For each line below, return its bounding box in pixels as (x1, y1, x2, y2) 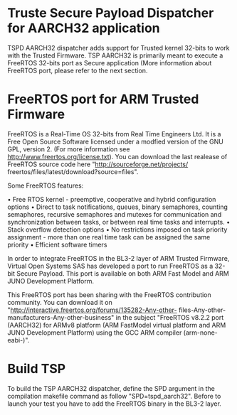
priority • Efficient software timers (7, 240, 107, 249)
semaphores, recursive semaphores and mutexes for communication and (7, 210, 222, 218)
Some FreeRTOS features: (7, 181, 84, 190)
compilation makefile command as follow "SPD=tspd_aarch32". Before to (7, 392, 221, 400)
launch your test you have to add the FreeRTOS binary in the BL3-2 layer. (7, 399, 222, 408)
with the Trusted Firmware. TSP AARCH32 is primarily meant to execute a (7, 51, 223, 60)
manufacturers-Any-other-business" (7, 313, 115, 321)
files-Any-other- (178, 306, 226, 314)
